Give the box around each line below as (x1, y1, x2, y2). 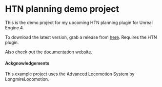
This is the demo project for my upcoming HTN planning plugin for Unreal (5, 20, 153, 25)
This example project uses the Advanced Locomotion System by (5, 71, 135, 77)
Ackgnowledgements (5, 60, 50, 66)
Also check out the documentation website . (5, 49, 93, 55)
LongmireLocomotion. (5, 76, 50, 82)
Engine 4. (5, 24, 24, 30)
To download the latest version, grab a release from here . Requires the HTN (5, 34, 157, 40)
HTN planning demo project (5, 3, 120, 15)
